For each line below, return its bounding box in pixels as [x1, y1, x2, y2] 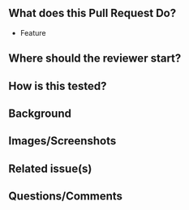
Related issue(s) [8, 161, 92, 175]
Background [8, 106, 71, 120]
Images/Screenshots [8, 134, 117, 148]
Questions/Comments [8, 190, 123, 204]
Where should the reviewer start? [8, 52, 182, 66]
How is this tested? [8, 79, 107, 92]
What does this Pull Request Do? [8, 6, 177, 20]
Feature [19, 28, 46, 37]
